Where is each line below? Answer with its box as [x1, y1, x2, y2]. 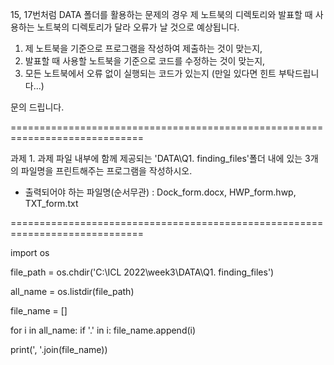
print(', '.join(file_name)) [10, 344, 108, 355]
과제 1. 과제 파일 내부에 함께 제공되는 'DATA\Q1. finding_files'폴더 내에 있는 [10, 153, 303, 164]
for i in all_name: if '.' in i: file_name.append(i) [10, 324, 197, 336]
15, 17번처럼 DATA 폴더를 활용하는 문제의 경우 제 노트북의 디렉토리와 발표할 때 [10, 9, 313, 20]
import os [10, 247, 50, 258]
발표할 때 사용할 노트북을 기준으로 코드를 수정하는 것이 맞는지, [24, 55, 266, 67]
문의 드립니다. [10, 101, 65, 113]
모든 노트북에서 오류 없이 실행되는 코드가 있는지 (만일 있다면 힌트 [24, 68, 277, 79]
